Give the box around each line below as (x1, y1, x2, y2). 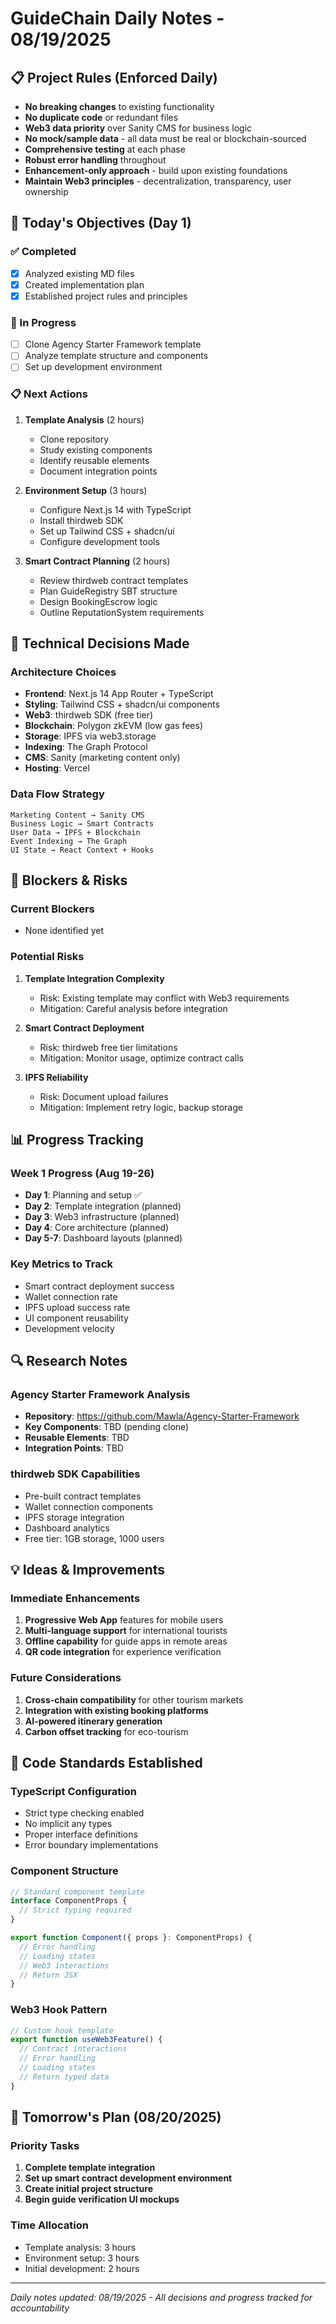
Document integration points (39, 465, 158, 477)
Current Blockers (10, 902, 95, 916)
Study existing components (39, 443, 153, 456)
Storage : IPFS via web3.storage (24, 730, 157, 742)
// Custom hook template (10, 2025, 114, 2036)
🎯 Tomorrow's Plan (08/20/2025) (10, 2109, 222, 2126)
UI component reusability (24, 1312, 129, 1324)
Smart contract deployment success (24, 1280, 175, 1292)
